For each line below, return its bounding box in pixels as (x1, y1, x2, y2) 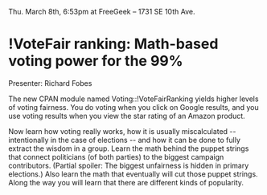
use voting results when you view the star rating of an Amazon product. (8, 111, 245, 120)
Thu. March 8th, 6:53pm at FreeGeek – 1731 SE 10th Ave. (8, 7, 195, 16)
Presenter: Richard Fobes (8, 78, 92, 87)
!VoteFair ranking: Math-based (8, 35, 219, 53)
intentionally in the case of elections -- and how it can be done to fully (8, 135, 241, 144)
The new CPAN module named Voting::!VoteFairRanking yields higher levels (8, 94, 259, 104)
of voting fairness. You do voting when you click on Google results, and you (8, 102, 259, 112)
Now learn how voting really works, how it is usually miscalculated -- (8, 126, 236, 136)
